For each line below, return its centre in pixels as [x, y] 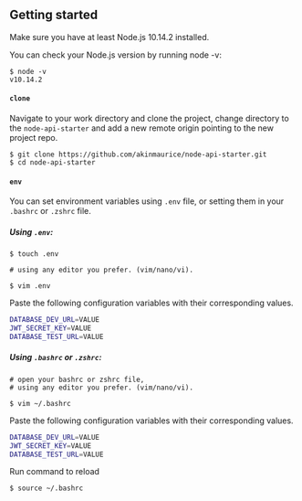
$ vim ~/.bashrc [40, 403]
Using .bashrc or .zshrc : [56, 357]
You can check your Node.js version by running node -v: [115, 55]
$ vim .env [30, 286]
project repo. [34, 138]
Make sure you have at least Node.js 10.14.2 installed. [109, 37]
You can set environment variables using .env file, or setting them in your [147, 201]
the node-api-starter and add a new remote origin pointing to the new [141, 128]
